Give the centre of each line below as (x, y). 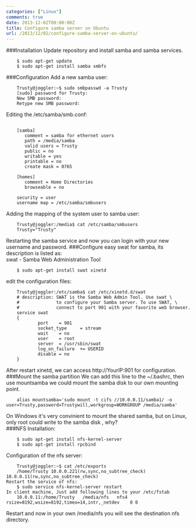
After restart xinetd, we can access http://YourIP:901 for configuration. (91, 370)
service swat (33, 313)
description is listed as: (34, 253)
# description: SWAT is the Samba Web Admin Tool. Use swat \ (94, 298)
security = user (37, 198)
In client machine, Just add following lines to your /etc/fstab (88, 492)
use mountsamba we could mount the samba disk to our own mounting (92, 383)
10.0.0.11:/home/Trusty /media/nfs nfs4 (72, 497)
